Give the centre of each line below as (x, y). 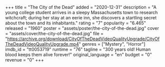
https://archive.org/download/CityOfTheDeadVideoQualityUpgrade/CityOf (83, 39)
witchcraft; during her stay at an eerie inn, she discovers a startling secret (81, 18)
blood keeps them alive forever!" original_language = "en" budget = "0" (79, 55)
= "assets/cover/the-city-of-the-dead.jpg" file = (54, 33)
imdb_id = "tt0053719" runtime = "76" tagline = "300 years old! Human (78, 49)
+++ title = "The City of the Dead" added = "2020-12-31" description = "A (81, 7)
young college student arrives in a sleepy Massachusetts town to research (82, 12)
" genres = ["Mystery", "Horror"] (112, 44)
